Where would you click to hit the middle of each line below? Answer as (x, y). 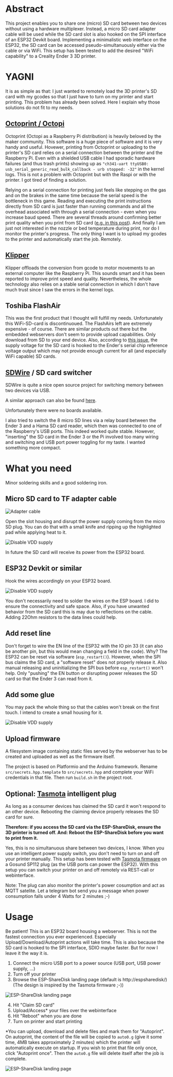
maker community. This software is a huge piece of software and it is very (84, 142)
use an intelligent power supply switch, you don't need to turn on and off (82, 853)
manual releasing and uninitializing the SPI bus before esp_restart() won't (84, 668)
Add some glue (30, 695)
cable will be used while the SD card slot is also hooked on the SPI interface (86, 34)
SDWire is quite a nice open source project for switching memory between (84, 385)
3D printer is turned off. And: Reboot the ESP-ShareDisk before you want (84, 832)
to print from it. (22, 838)
